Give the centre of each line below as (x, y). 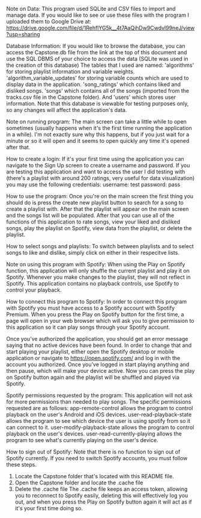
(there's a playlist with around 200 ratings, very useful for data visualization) (100, 178)
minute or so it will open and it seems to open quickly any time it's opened (98, 141)
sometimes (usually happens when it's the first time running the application (99, 128)
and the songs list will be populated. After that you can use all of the (90, 215)
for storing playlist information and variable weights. (70, 71)
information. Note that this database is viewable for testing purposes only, (97, 104)
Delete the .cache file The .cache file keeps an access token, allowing (101, 489)
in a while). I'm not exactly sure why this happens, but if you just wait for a (98, 134)
